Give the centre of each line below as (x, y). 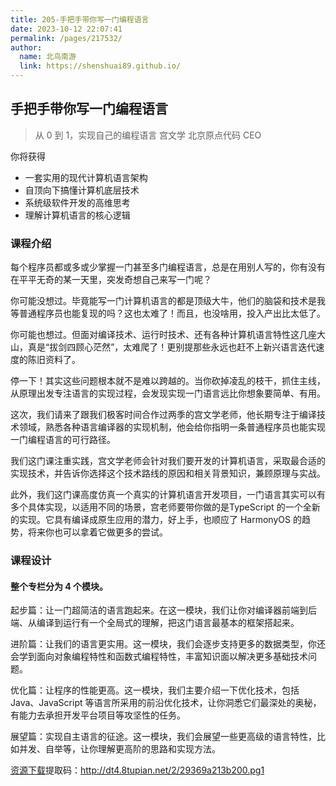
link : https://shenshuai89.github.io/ (100, 66)
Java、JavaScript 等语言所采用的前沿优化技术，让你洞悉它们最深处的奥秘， (166, 703)
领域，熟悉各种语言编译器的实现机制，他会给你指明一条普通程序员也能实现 (172, 427)
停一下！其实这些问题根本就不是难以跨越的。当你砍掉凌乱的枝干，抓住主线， (168, 381)
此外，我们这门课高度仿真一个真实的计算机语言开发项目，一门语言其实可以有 (168, 495)
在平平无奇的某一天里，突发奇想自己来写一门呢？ (111, 280)
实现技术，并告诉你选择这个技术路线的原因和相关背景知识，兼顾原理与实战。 (168, 473)
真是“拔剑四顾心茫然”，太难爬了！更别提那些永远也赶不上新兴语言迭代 (172, 347)
